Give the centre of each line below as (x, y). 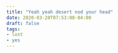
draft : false (23, 23)
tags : (13, 29)
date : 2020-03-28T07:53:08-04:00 (49, 18)
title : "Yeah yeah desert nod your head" (60, 12)
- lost (15, 35)
